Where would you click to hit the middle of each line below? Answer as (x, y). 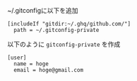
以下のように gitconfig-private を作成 (64, 44)
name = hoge (31, 64)
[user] (17, 58)
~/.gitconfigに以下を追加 (43, 10)
